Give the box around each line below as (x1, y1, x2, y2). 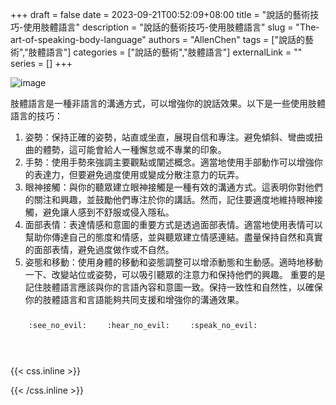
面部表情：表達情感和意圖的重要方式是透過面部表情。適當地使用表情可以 (24, 219, 323, 230)
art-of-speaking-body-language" (10, 34, 147, 45)
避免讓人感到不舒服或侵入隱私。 (42, 206, 175, 218)
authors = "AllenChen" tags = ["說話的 (148, 34, 305, 45)
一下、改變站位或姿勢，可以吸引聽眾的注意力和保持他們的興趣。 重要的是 (24, 269, 326, 280)
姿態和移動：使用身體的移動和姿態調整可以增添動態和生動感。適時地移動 (24, 256, 323, 268)
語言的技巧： (10, 110, 63, 122)
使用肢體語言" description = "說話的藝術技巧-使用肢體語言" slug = (23, 21, 294, 33)
